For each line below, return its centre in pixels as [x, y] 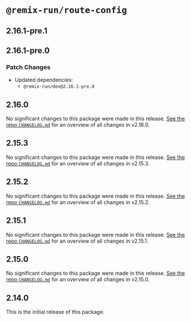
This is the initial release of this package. [55, 312]
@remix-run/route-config [66, 10]
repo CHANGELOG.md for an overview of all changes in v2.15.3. [78, 163]
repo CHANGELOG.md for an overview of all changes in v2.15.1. [77, 241]
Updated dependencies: [44, 80]
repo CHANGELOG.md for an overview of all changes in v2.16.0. [78, 125]
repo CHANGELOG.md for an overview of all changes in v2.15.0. [78, 279]
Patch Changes [28, 67]
